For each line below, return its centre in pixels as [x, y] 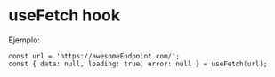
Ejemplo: [24, 40]
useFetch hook [65, 15]
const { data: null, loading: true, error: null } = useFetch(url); [138, 64]
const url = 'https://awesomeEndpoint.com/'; [94, 56]
